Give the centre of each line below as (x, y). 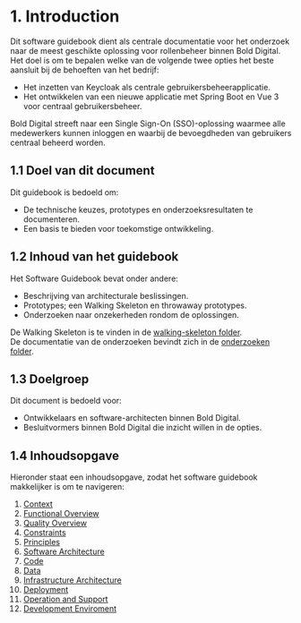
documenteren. (51, 219)
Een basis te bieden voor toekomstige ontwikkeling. (118, 228)
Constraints (44, 533)
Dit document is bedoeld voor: (66, 401)
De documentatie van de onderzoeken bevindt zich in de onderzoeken (140, 341)
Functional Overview (61, 514)
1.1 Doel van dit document (82, 171)
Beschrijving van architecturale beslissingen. (106, 295)
